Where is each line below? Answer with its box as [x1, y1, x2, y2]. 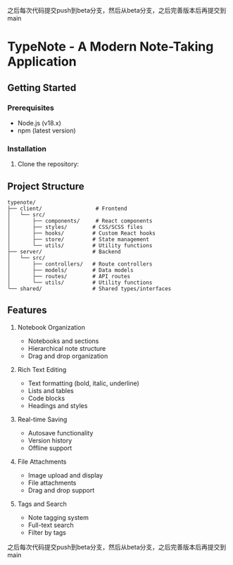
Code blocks [27, 394, 65, 402]
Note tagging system [27, 513, 89, 521]
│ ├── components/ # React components [7, 217, 153, 224]
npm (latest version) [17, 126, 76, 135]
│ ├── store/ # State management [7, 235, 150, 243]
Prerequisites [7, 103, 54, 113]
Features [7, 304, 47, 316]
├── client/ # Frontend [7, 205, 128, 212]
